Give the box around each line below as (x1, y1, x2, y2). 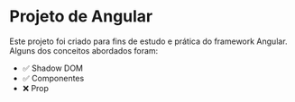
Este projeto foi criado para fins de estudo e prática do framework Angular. (9, 36, 288, 47)
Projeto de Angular (9, 6, 153, 27)
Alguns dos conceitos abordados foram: (9, 45, 159, 55)
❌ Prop (22, 82, 50, 93)
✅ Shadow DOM (22, 63, 84, 73)
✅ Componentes (22, 72, 85, 83)
